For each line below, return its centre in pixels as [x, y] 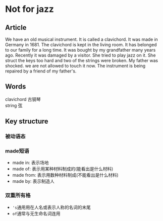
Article [16, 28]
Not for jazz [30, 9]
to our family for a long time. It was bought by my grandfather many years [81, 50]
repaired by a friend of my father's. [41, 71]
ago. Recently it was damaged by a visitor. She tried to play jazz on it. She [81, 55]
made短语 [17, 151]
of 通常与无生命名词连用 [36, 213]
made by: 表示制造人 [33, 181]
